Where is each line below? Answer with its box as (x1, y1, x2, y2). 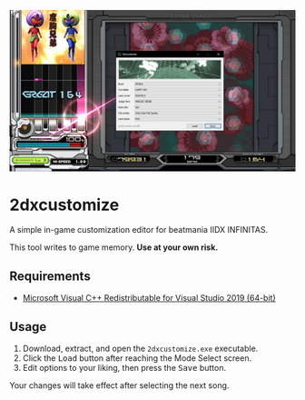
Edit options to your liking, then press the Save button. (22, 363, 227, 374)
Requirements (9, 268, 91, 284)
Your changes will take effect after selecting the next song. (9, 380, 230, 391)
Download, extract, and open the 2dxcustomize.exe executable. (22, 343, 259, 355)
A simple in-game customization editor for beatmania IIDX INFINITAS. (9, 225, 269, 235)
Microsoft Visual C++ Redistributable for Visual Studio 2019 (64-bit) (22, 293, 277, 304)
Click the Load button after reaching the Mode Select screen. (22, 353, 252, 364)
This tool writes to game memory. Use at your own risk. (9, 242, 219, 253)
